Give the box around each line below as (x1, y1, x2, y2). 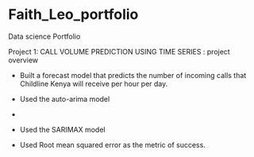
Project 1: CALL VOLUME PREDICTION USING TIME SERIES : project (8, 47, 230, 56)
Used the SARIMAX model (19, 125, 106, 134)
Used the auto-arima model (19, 94, 110, 103)
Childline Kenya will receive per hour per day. (19, 79, 168, 88)
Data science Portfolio (8, 32, 81, 41)
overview (8, 55, 38, 65)
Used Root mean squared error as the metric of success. (19, 140, 206, 149)
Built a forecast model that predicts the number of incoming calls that (19, 70, 247, 80)
